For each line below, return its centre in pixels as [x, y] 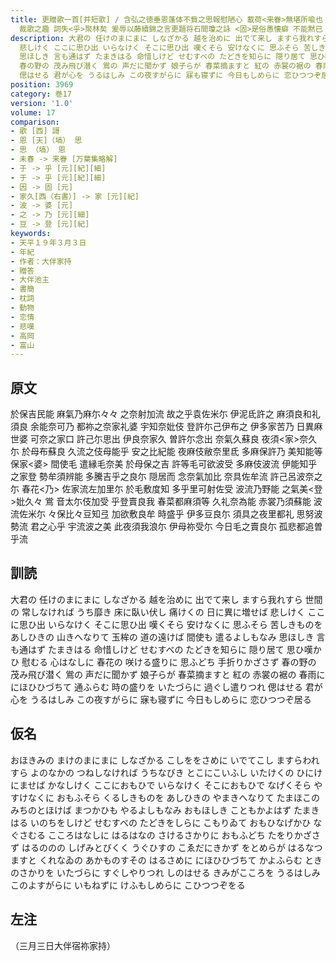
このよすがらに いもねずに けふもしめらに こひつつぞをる [128, 885]
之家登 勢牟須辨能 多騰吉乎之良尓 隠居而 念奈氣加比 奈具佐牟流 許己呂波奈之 [166, 477]
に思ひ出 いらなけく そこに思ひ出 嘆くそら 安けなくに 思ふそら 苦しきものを [166, 624]
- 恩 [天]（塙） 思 [46, 141]
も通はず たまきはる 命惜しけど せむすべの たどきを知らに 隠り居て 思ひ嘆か [166, 649]
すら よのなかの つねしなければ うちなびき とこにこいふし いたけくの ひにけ [166, 772]
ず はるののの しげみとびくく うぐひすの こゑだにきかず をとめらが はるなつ [166, 847]
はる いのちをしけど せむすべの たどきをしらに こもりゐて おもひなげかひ [161, 822]
